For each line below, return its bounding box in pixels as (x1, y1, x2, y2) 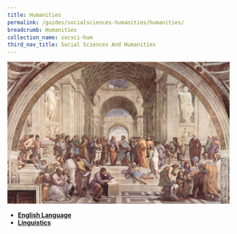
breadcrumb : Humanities (7, 26, 78, 33)
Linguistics (17, 218, 51, 226)
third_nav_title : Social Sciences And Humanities (7, 41, 157, 49)
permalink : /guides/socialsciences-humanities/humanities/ (7, 18, 185, 26)
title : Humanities (7, 11, 61, 18)
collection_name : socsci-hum (7, 34, 93, 41)
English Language (17, 211, 72, 219)
